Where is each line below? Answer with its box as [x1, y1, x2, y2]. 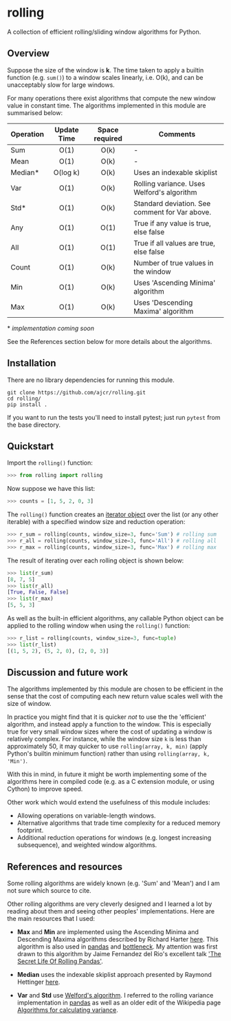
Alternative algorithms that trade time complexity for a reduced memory [16, 819, 221, 827]
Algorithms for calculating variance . [16, 1006, 118, 1014]
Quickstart [7, 440, 54, 452]
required [93, 133, 122, 143]
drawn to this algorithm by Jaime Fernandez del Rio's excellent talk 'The [16, 950, 221, 958]
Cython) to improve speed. [7, 785, 83, 793]
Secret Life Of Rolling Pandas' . [16, 957, 103, 966]
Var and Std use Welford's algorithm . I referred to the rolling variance [16, 991, 214, 1000]
